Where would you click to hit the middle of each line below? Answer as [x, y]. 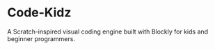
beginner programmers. [41, 38]
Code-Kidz [39, 13]
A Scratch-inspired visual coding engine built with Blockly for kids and [108, 32]
